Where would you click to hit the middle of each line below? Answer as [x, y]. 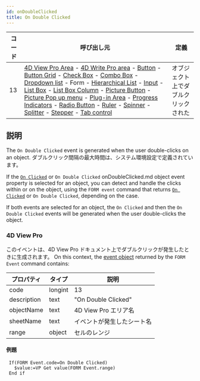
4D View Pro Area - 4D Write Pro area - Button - [93, 67]
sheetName [25, 321]
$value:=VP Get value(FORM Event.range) [65, 368]
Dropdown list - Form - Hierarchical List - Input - [94, 82]
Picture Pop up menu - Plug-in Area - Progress [91, 97]
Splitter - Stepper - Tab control [68, 112]
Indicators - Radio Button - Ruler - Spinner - [87, 105]
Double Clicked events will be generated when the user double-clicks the [96, 214]
